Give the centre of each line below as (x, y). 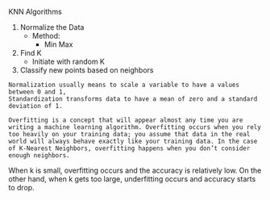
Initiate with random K (69, 61)
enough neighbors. (39, 156)
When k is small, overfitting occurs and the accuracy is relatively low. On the (135, 170)
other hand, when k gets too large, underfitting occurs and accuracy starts (132, 179)
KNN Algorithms (35, 12)
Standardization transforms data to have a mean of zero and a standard (133, 99)
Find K (31, 53)
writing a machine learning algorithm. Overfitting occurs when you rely (135, 127)
